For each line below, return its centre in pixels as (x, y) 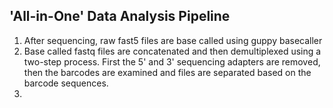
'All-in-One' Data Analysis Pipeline (120, 16)
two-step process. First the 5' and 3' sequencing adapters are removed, (172, 61)
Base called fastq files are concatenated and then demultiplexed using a (172, 51)
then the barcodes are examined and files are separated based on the (167, 72)
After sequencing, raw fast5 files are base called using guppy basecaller (173, 40)
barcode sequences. (66, 83)
